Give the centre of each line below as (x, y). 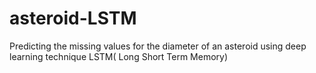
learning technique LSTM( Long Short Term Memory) (119, 56)
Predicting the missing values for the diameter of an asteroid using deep (158, 46)
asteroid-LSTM (73, 18)
